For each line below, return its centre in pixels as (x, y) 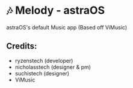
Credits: (22, 46)
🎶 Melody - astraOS (56, 10)
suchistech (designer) (42, 73)
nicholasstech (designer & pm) (53, 67)
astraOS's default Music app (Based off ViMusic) (67, 27)
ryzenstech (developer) (44, 60)
